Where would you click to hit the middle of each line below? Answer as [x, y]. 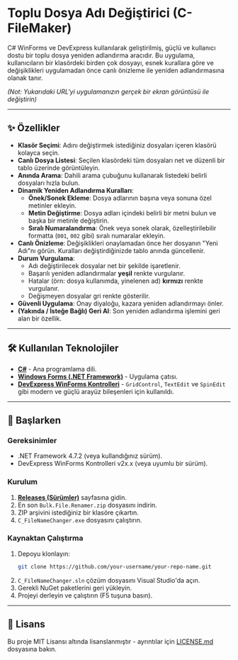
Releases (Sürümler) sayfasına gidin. [72, 497]
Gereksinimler [32, 440]
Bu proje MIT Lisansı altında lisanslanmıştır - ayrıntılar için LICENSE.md [110, 641]
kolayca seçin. [39, 152]
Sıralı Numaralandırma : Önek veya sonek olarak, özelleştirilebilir [122, 228]
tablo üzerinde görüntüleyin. [59, 167]
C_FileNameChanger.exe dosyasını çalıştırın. [80, 520]
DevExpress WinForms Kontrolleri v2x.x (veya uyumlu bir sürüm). [113, 464]
